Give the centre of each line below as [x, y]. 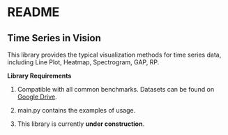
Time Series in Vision [54, 38]
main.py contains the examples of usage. [76, 110]
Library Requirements [39, 76]
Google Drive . [37, 97]
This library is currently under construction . [81, 124]
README [33, 12]
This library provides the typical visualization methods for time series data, [114, 55]
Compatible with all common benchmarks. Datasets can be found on [116, 89]
